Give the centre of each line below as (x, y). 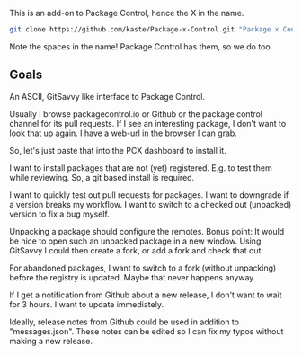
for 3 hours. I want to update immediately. (87, 304)
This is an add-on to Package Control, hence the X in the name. (127, 13)
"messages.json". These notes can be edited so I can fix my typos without (147, 331)
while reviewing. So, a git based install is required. (102, 177)
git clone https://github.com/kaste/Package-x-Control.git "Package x (144, 30)
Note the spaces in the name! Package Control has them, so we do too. (141, 46)
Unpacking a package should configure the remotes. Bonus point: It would (147, 231)
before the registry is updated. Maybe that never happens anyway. (133, 277)
